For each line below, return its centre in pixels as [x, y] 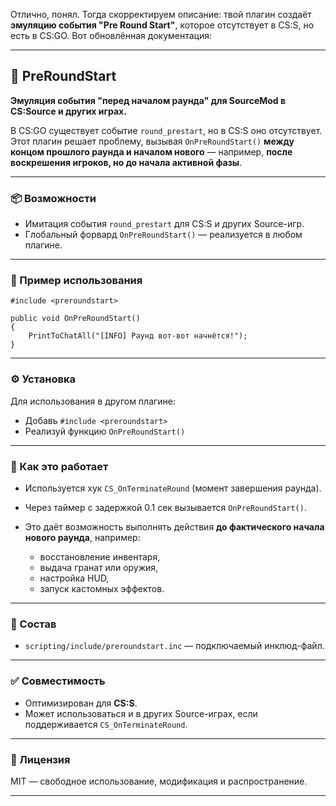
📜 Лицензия [40, 759]
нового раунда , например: [82, 537]
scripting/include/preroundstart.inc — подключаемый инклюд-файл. [174, 646]
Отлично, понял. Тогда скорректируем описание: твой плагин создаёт [161, 14]
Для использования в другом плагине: [93, 401]
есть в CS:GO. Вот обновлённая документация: [111, 35]
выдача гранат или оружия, [99, 567]
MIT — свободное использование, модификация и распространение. [159, 781]
